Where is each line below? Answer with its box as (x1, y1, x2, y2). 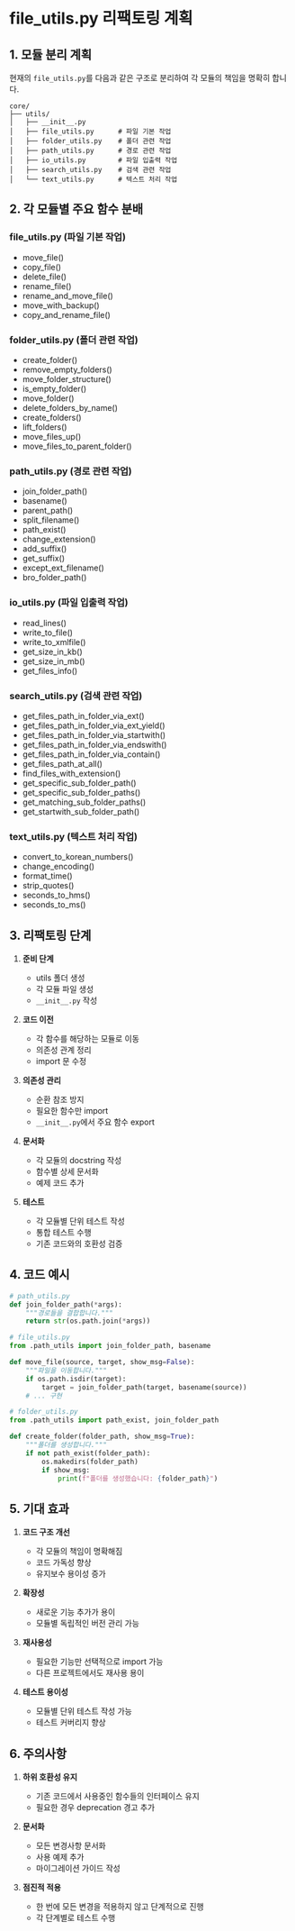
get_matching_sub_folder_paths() (22, 797, 147, 807)
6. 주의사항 (9, 1745, 67, 1762)
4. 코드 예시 (9, 1267, 70, 1282)
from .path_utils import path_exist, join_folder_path (9, 1416, 219, 1425)
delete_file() (22, 271, 67, 282)
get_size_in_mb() (22, 655, 85, 667)
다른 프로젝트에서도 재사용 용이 (35, 1668, 145, 1679)
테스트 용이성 (22, 1687, 69, 1698)
